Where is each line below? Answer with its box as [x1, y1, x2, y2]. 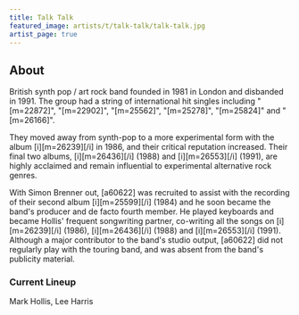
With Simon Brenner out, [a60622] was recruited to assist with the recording [9, 187, 290, 198]
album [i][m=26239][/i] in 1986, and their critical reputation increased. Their [9, 142, 288, 153]
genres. [9, 170, 37, 181]
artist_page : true [9, 29, 78, 38]
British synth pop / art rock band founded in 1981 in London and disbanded [9, 87, 284, 97]
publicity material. [9, 253, 76, 264]
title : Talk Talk [9, 12, 74, 22]
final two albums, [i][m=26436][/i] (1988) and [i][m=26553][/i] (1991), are [9, 151, 278, 162]
